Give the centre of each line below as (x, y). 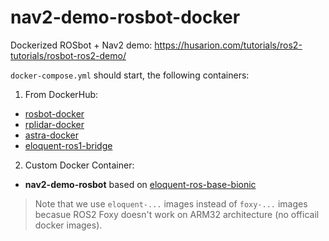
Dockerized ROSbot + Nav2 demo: (81, 45)
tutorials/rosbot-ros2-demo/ (68, 55)
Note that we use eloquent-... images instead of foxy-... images (171, 203)
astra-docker (51, 135)
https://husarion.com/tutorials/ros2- (228, 45)
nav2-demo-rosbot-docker (125, 17)
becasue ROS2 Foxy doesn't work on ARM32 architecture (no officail (177, 214)
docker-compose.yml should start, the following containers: (130, 75)
